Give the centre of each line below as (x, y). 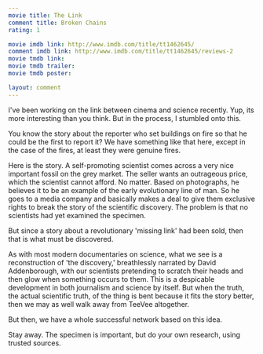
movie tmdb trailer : (42, 66)
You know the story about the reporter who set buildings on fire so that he (128, 133)
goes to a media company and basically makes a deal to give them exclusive (131, 199)
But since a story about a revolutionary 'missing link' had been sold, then (126, 230)
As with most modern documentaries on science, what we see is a (115, 254)
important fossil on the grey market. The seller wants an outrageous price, (128, 173)
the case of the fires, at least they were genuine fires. (95, 150)
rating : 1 (24, 30)
